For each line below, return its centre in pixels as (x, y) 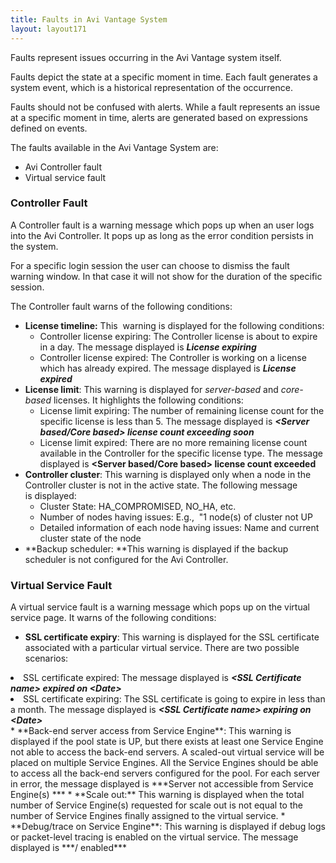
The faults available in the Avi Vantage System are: (114, 147)
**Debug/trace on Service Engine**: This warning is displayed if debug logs (168, 827)
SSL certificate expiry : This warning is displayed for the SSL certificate (172, 637)
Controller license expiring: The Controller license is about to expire (178, 336)
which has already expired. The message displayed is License (168, 368)
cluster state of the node (90, 538)
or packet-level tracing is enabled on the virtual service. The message (154, 837)
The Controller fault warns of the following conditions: (121, 306)
